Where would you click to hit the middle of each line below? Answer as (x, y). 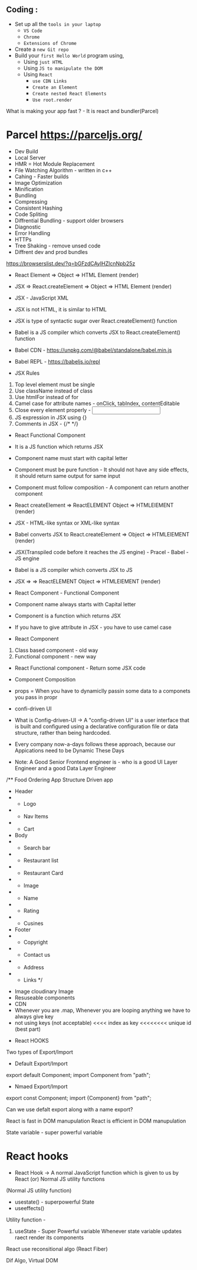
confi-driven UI (33, 708)
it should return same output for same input (68, 475)
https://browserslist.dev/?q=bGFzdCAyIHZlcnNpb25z (71, 263)
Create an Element (55, 87)
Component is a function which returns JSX (68, 616)
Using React (38, 74)
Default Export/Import (41, 1063)
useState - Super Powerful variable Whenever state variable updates (98, 1231)
